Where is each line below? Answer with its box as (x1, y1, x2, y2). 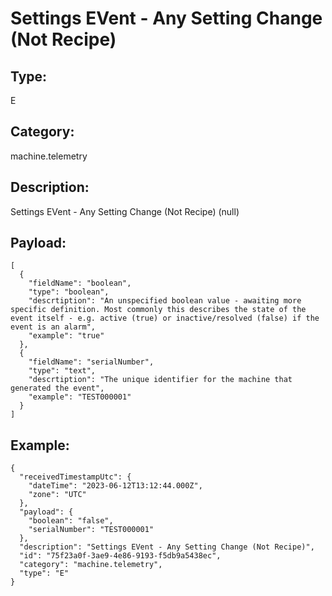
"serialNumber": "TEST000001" (28, 525, 155, 535)
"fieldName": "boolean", (28, 278, 132, 289)
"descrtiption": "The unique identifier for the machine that (28, 375, 293, 385)
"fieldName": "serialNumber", (28, 357, 155, 367)
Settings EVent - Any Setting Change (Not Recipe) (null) (10, 205, 240, 217)
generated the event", (10, 383, 105, 394)
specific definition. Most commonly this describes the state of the (10, 305, 307, 315)
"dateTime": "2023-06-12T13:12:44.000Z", (28, 481, 203, 491)
